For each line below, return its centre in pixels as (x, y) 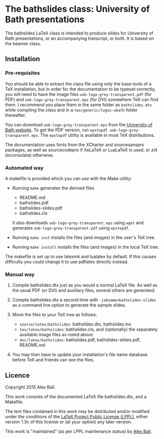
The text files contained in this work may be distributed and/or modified (77, 411)
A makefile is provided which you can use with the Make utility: (69, 178)
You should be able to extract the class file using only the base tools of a (78, 84)
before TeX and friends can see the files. (53, 360)
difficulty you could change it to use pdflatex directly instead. (67, 262)
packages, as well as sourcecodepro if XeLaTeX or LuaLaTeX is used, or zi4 (81, 150)
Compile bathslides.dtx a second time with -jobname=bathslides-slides (84, 300)
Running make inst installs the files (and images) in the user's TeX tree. (84, 237)
